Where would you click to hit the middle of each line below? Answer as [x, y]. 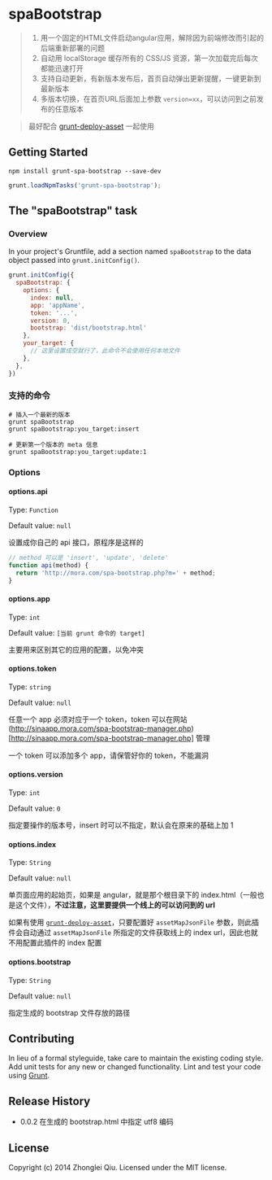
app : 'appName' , [57, 305]
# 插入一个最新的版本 [39, 415]
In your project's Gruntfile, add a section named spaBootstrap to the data [130, 251]
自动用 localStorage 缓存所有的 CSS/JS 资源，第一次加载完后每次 [149, 58]
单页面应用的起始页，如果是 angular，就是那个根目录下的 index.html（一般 [133, 895]
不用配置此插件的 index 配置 [55, 943]
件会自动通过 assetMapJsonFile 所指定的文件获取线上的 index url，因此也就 [133, 933]
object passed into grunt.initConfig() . [74, 260]
